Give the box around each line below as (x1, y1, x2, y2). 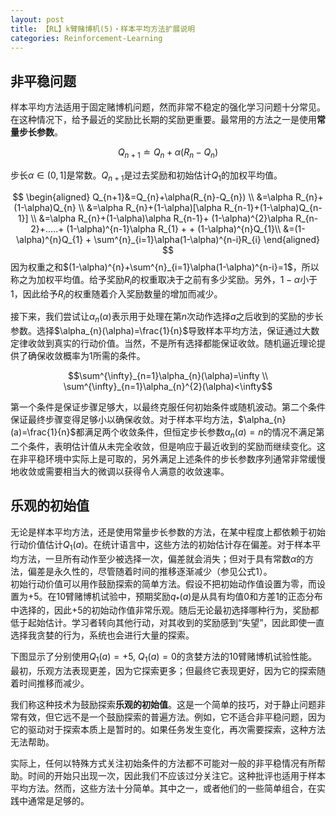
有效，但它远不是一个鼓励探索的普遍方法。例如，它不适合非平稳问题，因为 (18, 711, 326, 723)
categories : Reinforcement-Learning (10, 33, 163, 43)
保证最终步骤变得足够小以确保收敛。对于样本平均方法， (10, 414, 238, 426)
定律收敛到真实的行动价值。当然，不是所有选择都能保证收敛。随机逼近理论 (10, 337, 317, 350)
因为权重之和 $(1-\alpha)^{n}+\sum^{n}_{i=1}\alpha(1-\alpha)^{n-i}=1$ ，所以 (10, 261, 320, 273)
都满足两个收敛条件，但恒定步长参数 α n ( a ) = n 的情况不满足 (75, 426, 317, 440)
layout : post (10, 14, 65, 25)
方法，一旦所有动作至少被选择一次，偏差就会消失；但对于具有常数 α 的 (18, 552, 306, 565)
